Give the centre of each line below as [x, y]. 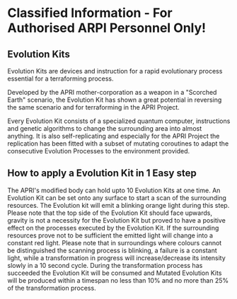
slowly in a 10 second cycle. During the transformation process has [105, 265]
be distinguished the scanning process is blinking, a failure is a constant [112, 250]
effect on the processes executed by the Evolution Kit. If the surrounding [113, 228]
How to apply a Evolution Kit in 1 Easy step [102, 174]
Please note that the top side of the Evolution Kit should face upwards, [110, 213]
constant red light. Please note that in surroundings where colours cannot [115, 242]
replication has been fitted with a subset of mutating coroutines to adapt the [118, 143]
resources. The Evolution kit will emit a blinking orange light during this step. [118, 205]
